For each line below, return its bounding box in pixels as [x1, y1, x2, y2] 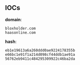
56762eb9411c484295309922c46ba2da [5, 56, 76, 61]
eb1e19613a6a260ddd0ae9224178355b [5, 48, 76, 52]
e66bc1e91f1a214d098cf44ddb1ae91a [5, 52, 76, 57]
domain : [5, 16, 22, 22]
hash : [5, 39, 17, 44]
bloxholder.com [5, 26, 36, 31]
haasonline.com [5, 30, 36, 35]
